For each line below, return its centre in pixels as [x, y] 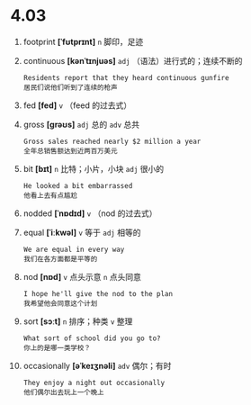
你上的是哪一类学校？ [57, 347]
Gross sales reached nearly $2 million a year [112, 141]
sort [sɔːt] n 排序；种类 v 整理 [78, 321]
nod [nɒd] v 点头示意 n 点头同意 [82, 276]
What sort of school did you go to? [92, 338]
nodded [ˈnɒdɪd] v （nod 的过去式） [90, 213]
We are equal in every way [74, 249]
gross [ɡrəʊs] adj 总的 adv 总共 [81, 124]
